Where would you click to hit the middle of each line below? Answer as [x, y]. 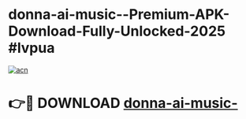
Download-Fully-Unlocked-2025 [117, 31]
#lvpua [32, 48]
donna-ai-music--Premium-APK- [119, 15]
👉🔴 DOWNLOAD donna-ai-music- [123, 103]
